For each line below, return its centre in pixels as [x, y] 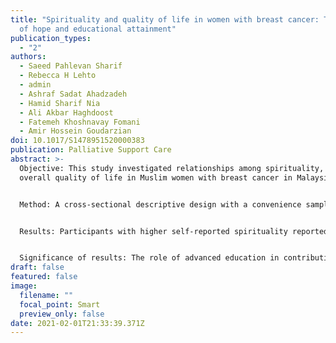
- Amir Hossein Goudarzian [75, 131]
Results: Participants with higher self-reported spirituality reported [174, 231]
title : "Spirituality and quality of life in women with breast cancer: [165, 19]
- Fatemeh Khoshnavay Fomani [80, 122]
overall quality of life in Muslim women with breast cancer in [156, 177]
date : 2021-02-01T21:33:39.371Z [77, 323]
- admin [35, 85]
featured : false [44, 277]
